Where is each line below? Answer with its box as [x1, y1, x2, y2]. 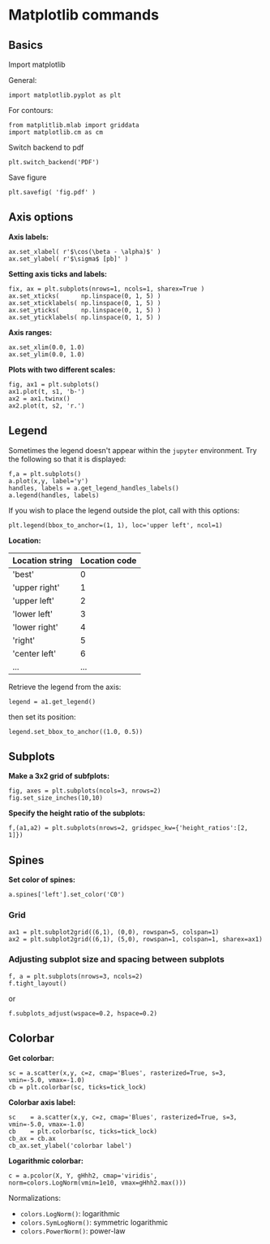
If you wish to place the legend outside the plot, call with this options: [8, 505, 240, 515]
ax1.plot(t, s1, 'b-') [8, 387, 85, 395]
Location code [79, 555, 137, 566]
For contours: [8, 106, 54, 115]
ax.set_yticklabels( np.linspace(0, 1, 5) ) [8, 313, 161, 321]
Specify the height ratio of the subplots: [8, 808, 146, 818]
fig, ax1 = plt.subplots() [8, 380, 100, 388]
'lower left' [12, 608, 54, 619]
